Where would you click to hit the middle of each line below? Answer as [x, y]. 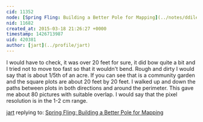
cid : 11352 [20, 12]
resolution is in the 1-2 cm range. [47, 100]
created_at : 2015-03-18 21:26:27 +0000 [56, 29]
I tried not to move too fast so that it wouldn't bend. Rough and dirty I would [100, 69]
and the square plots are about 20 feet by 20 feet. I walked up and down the [101, 81]
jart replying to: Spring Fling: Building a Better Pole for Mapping [85, 112]
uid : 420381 [21, 40]
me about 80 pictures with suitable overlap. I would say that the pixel [92, 94]
